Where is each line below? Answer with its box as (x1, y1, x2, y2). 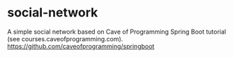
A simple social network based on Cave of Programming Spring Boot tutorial (7, 27, 227, 36)
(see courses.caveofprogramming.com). (7, 34, 123, 43)
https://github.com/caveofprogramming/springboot (7, 42, 155, 50)
